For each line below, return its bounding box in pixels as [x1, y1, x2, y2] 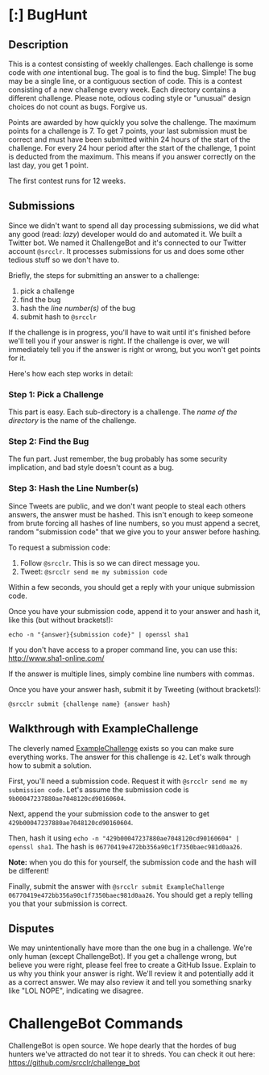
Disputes [8, 921, 55, 936]
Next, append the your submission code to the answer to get [8, 808, 209, 819]
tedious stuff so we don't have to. [8, 255, 120, 264]
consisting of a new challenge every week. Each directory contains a [8, 85, 237, 94]
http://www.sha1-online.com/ [8, 653, 105, 662]
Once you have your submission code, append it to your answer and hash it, [8, 606, 261, 616]
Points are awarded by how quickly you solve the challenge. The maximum [8, 118, 256, 127]
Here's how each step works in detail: [8, 368, 134, 378]
